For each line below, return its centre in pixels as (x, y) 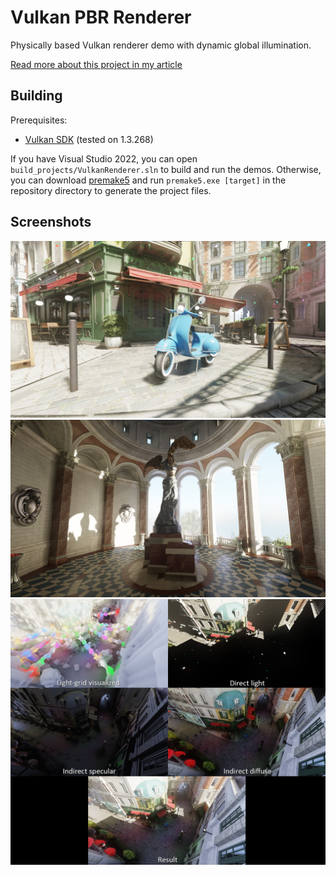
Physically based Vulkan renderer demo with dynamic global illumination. (161, 45)
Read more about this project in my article (96, 64)
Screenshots (51, 222)
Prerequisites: (39, 120)
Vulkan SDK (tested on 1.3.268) (89, 139)
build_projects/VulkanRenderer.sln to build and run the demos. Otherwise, (166, 169)
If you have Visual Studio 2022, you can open (104, 158)
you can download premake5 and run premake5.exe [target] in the (148, 180)
